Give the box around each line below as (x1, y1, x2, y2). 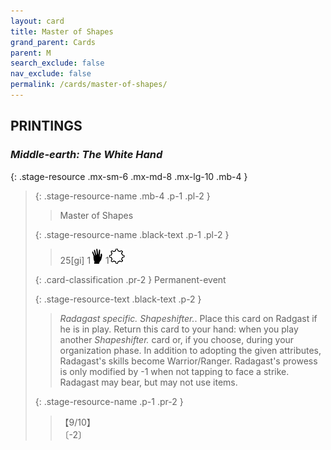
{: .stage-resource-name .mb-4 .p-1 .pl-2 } (34, 190, 211, 202)
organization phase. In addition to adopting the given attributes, (59, 344, 322, 356)
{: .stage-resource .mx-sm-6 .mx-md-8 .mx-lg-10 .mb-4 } (10, 170, 248, 182)
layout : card (10, 16, 65, 26)
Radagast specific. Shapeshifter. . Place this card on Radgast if (59, 312, 318, 324)
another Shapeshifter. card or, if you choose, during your (59, 333, 295, 345)
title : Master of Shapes (10, 26, 114, 37)
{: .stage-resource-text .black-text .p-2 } (34, 293, 202, 305)
